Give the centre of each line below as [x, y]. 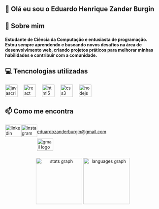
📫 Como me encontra [39, 111]
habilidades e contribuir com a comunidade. [51, 55]
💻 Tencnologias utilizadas [47, 71]
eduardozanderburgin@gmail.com [72, 132]
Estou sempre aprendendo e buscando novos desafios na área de [73, 44]
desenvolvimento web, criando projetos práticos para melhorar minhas [79, 50]
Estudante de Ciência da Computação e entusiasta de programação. [76, 39]
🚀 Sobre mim [25, 26]
